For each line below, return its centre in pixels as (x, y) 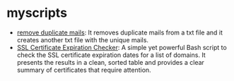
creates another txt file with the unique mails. (83, 39)
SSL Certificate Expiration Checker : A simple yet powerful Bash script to (122, 47)
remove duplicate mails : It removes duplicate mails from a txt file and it (120, 32)
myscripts (37, 13)
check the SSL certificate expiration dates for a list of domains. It (111, 55)
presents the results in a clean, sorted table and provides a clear (110, 62)
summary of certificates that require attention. (84, 70)
